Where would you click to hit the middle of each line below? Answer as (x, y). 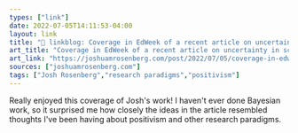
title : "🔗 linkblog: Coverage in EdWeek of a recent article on (130, 42)
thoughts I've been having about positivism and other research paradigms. (145, 119)
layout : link (33, 34)
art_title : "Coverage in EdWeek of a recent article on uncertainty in (144, 51)
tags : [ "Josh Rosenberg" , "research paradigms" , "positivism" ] (125, 75)
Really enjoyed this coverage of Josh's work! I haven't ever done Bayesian (145, 100)
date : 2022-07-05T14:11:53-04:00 (71, 26)
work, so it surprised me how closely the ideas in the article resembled (138, 110)
